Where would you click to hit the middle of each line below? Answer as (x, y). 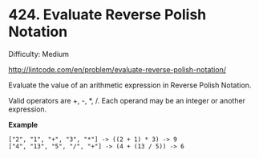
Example (23, 124)
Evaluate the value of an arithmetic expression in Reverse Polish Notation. (130, 85)
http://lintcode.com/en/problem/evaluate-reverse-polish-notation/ (117, 69)
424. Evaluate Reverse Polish (107, 15)
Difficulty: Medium (39, 54)
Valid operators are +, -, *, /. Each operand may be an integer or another (127, 100)
